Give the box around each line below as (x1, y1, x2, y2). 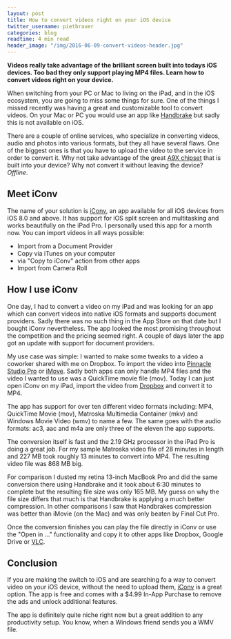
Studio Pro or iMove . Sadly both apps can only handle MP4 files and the (7, 367, 212, 375)
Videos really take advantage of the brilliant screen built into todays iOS (7, 61, 217, 69)
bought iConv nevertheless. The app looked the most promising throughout (7, 324, 221, 332)
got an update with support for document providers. (7, 338, 155, 347)
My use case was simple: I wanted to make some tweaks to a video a (7, 352, 203, 361)
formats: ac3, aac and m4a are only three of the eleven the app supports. (7, 424, 215, 432)
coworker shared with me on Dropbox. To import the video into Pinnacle (7, 359, 212, 367)
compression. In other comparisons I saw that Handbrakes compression (7, 502, 212, 510)
